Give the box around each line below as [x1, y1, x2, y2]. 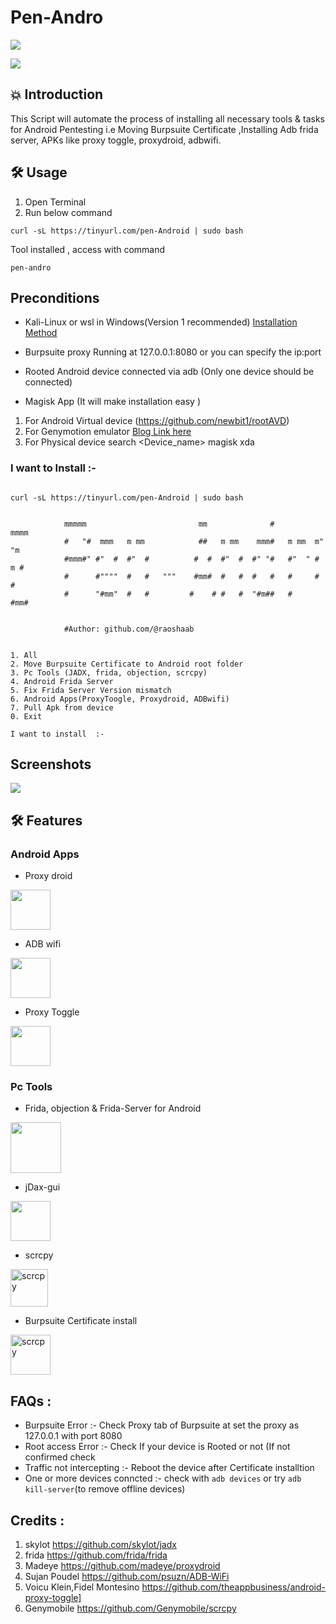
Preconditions [10, 289, 100, 306]
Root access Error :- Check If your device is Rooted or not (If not [24, 1441, 291, 1453]
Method [24, 327, 58, 339]
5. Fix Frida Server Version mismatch [10, 685, 172, 695]
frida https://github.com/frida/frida [24, 1549, 168, 1561]
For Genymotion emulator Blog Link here [24, 426, 192, 438]
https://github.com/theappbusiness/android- [141, 1581, 326, 1593]
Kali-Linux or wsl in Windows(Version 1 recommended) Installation [24, 316, 298, 328]
